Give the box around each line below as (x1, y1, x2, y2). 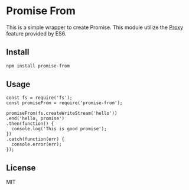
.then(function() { (6, 121, 54, 127)
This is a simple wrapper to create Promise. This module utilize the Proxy (6, 24, 184, 31)
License (6, 163, 36, 173)
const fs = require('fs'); (6, 95, 73, 101)
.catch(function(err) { (6, 136, 65, 143)
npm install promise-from (6, 63, 70, 69)
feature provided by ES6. (6, 30, 67, 37)
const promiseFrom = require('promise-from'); (6, 100, 123, 106)
